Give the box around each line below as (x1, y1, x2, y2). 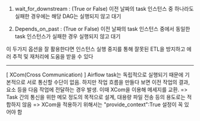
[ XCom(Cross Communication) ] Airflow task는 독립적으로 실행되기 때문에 (6, 71, 183, 78)
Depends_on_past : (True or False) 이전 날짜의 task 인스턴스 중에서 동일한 (14, 26, 190, 32)
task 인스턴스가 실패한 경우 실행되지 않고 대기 (14, 33, 121, 40)
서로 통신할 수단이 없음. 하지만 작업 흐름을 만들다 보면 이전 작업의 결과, (26, 79, 190, 85)
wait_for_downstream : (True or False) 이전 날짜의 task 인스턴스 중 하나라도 (14, 5, 194, 12)
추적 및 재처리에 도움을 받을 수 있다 (12, 53, 93, 60)
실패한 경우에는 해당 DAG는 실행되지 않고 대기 (14, 13, 121, 20)
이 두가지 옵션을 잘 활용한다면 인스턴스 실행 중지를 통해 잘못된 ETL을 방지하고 (6, 45, 186, 52)
